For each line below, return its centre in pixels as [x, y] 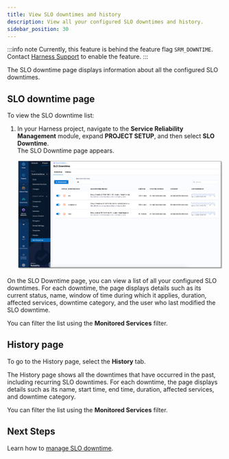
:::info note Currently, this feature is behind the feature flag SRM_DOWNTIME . [110, 49]
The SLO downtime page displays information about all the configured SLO [112, 70]
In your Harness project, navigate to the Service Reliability [100, 129]
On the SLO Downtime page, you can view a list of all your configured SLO [112, 281]
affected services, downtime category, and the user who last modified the [111, 303]
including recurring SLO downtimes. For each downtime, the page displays [112, 382]
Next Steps [31, 432]
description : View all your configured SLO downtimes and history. [106, 22]
